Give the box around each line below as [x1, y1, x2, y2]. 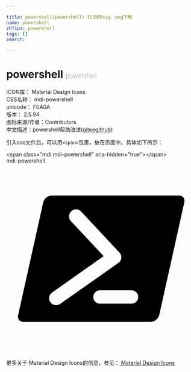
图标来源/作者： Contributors [6, 119, 77, 126]
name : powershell [6, 19, 50, 26]
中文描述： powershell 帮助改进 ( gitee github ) [6, 126, 113, 133]
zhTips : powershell [6, 25, 55, 31]
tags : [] [6, 31, 28, 37]
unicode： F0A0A [6, 104, 51, 111]
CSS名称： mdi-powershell [6, 96, 74, 103]
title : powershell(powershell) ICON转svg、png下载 [6, 14, 133, 20]
